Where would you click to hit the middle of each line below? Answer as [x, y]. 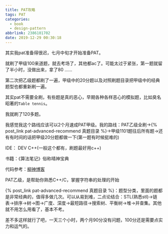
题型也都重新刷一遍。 [27, 86]
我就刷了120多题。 [24, 114]
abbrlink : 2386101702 [28, 33]
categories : [18, 19]
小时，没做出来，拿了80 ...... [43, 69]
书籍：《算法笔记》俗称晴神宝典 [37, 158]
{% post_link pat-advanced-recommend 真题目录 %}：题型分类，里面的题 [82, 190]
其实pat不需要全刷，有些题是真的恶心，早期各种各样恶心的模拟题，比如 [79, 97]
